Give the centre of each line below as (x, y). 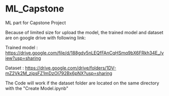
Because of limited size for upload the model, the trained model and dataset (84, 32)
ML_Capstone (35, 9)
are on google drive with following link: (46, 38)
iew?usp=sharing (23, 58)
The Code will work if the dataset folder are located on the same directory (82, 83)
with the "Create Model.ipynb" (37, 88)
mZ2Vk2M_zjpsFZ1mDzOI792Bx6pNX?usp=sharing (59, 73)
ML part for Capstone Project (36, 23)
